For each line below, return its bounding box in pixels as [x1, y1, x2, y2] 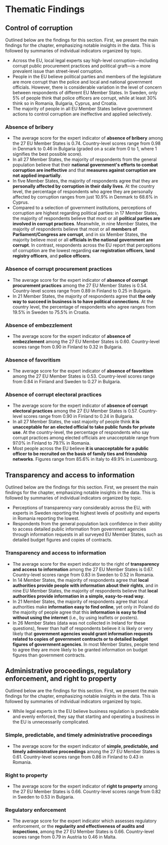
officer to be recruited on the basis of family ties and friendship [12, 451, 147, 457]
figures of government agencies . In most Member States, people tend [12, 641, 159, 647]
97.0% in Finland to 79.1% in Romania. [12, 440, 91, 446]
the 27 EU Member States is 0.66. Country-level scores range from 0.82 [12, 789, 161, 795]
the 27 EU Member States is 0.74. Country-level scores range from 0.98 [12, 140, 161, 147]
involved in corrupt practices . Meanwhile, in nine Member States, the [12, 221, 157, 227]
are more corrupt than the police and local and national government [12, 79, 152, 85]
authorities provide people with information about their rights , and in [12, 582, 158, 588]
